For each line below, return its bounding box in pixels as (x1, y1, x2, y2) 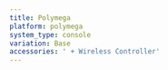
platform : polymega (9, 22, 84, 31)
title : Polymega (9, 13, 71, 23)
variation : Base (9, 38, 71, 48)
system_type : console (9, 30, 92, 39)
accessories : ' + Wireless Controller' (9, 47, 161, 56)
